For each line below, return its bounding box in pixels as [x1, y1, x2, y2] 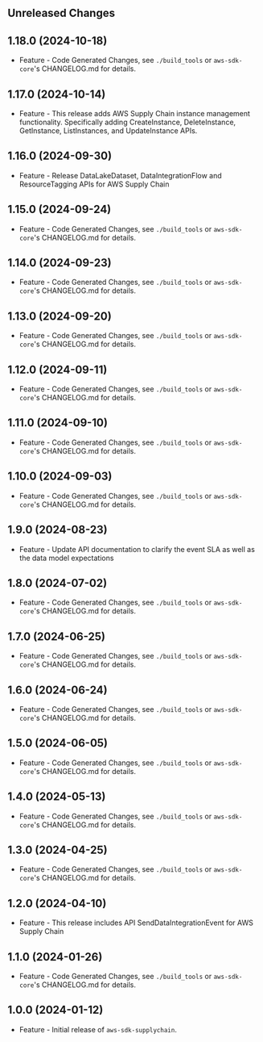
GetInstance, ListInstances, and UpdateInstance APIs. [18, 126, 198, 136]
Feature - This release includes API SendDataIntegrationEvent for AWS [18, 918, 254, 927]
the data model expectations [18, 553, 114, 563]
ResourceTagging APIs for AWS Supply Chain [18, 179, 170, 189]
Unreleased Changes [7, 6, 116, 20]
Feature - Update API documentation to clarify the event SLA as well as [18, 544, 255, 554]
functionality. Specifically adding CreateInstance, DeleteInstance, [18, 117, 236, 128]
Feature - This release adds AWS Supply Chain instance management [18, 109, 251, 119]
